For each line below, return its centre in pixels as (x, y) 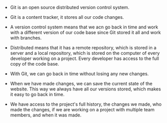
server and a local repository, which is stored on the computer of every (85, 53)
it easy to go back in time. (37, 94)
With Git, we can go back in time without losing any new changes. (79, 74)
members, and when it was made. (46, 115)
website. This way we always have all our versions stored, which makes (86, 89)
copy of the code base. (34, 64)
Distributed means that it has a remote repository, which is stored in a (83, 48)
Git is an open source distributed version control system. (70, 7)
